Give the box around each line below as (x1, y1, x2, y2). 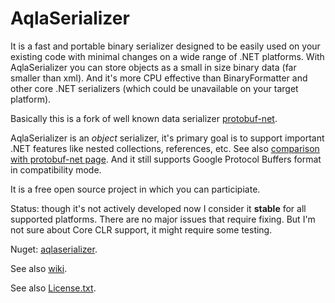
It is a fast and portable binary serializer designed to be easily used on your (10, 40, 321, 52)
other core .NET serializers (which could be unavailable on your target (10, 82, 299, 94)
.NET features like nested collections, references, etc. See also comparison (10, 142, 320, 154)
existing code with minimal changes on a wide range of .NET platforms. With (10, 50, 325, 62)
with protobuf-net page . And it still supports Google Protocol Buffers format (10, 153, 322, 165)
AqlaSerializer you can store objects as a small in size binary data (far (10, 61, 297, 73)
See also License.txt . (10, 282, 97, 294)
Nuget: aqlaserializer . (10, 243, 98, 255)
